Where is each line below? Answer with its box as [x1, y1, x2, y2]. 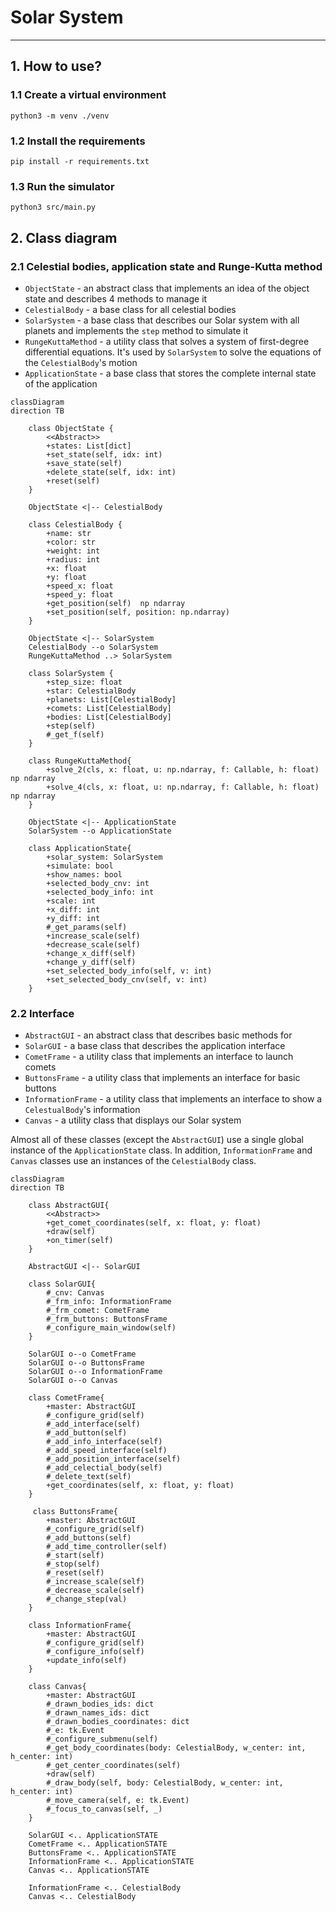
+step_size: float [46, 677, 123, 687]
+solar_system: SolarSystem [46, 852, 163, 862]
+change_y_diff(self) [46, 957, 137, 967]
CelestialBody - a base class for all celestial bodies [24, 303, 237, 315]
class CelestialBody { [28, 519, 123, 530]
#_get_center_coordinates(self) [46, 1761, 182, 1771]
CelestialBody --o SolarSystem [28, 642, 159, 652]
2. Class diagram [10, 229, 118, 246]
